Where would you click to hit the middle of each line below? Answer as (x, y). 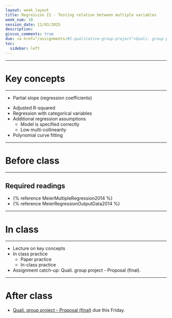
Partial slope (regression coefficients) (52, 98)
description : (19, 29)
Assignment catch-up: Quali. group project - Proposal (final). (77, 270)
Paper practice (36, 259)
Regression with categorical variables (52, 113)
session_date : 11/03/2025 (33, 24)
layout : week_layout (27, 10)
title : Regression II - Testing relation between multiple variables (81, 15)
